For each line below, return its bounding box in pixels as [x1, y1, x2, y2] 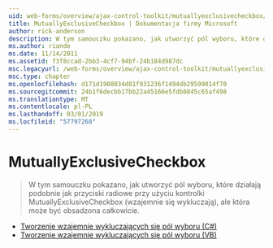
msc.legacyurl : [8, 65, 60, 73]
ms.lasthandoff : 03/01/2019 [8, 111, 104, 119]
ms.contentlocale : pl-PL [8, 102, 93, 111]
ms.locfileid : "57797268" [8, 118, 96, 126]
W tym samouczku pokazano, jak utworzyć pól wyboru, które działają [28, 180, 262, 189]
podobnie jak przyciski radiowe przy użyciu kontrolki [28, 188, 205, 198]
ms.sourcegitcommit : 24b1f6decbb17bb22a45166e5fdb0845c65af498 [8, 87, 227, 96]
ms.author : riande [8, 42, 71, 50]
